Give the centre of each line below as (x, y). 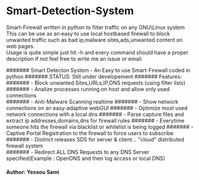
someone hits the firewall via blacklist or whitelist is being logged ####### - (100, 127)
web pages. (20, 46)
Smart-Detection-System (70, 11)
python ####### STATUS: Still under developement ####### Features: (94, 76)
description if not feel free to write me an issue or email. (75, 59)
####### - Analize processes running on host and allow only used (88, 89)
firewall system (25, 146)
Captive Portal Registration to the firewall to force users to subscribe (90, 133)
